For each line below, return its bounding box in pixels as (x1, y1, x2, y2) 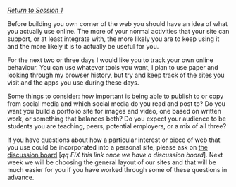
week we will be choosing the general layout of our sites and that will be (7, 158, 217, 167)
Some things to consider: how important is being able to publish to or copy (7, 92, 224, 100)
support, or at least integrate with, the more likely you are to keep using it (7, 35, 220, 43)
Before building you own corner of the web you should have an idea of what (7, 20, 228, 28)
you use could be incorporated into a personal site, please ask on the (7, 143, 208, 151)
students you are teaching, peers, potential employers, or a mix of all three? (7, 122, 227, 130)
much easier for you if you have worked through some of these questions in (7, 166, 228, 174)
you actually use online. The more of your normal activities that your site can (7, 28, 230, 35)
